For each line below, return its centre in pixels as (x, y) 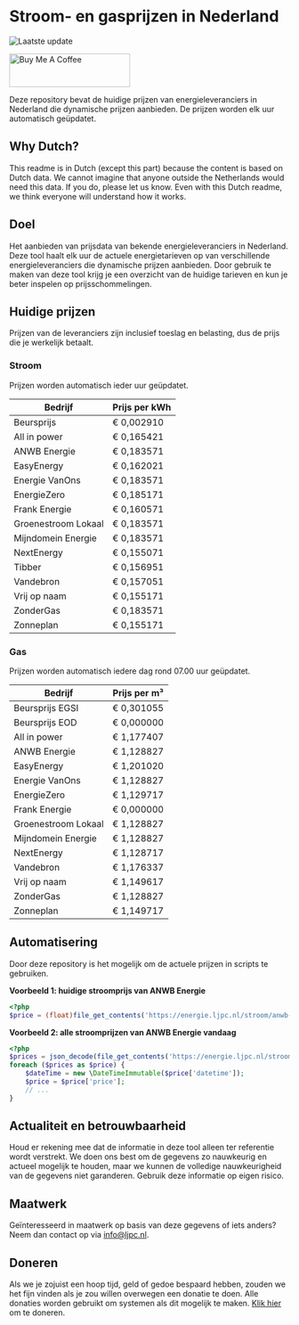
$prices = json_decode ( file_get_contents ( (89, 1057)
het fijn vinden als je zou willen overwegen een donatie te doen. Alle (134, 1294)
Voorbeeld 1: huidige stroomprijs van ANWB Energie (108, 990)
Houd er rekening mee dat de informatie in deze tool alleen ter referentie (141, 1148)
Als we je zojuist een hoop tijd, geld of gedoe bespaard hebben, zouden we (148, 1284)
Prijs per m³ (138, 692)
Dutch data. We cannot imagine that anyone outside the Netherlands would (147, 177)
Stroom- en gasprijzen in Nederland (144, 16)
